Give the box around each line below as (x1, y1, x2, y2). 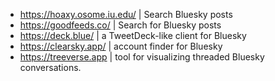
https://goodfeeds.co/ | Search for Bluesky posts (19, 19, 222, 31)
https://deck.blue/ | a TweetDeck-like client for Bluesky (19, 30, 247, 41)
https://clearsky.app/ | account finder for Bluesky (19, 40, 223, 52)
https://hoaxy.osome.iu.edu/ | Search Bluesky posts (19, 9, 233, 20)
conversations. (19, 62, 82, 73)
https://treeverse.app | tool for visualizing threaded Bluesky (19, 51, 265, 63)
